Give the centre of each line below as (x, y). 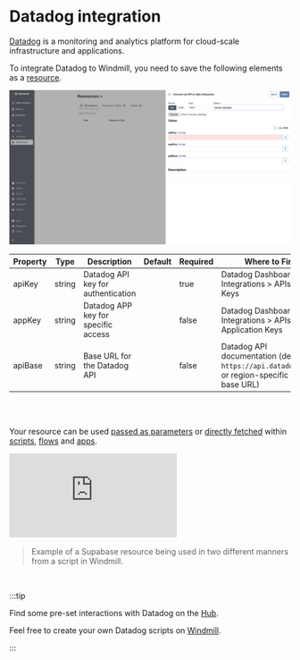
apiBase (28, 366)
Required (196, 261)
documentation (249, 356)
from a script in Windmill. (77, 561)
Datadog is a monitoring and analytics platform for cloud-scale (125, 41)
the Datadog (106, 366)
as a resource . (36, 77)
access (96, 334)
